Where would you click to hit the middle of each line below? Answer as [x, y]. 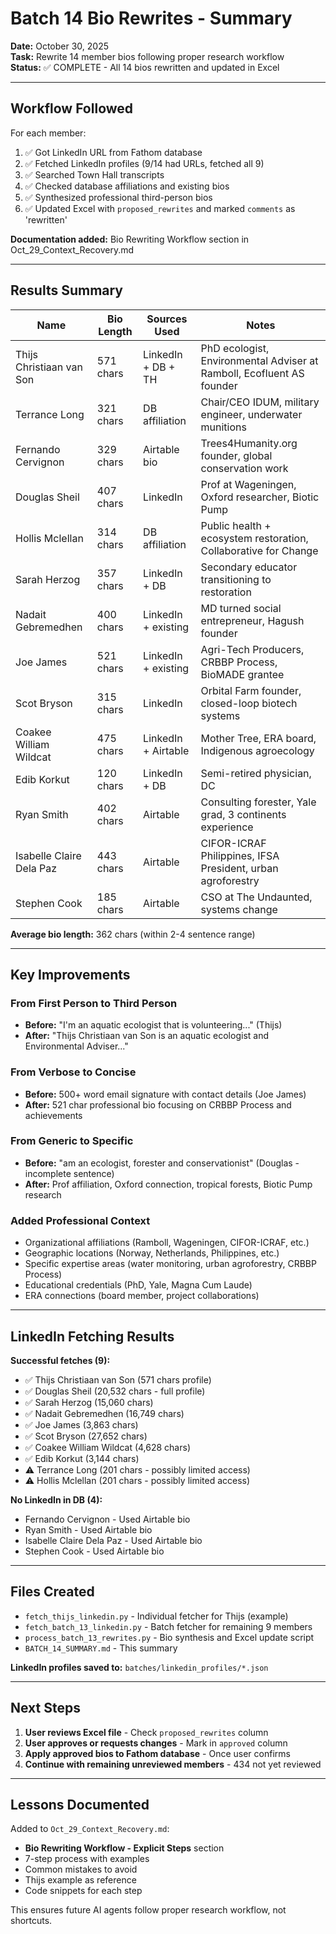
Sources [167, 319]
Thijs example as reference [80, 1880]
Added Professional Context [80, 1220]
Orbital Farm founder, [251, 690]
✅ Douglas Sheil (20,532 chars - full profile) [115, 1391]
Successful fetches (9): [60, 1360]
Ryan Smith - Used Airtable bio [88, 1529]
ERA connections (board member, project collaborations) [142, 1296]
